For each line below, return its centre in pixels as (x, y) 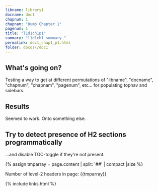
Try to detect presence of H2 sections (66, 134)
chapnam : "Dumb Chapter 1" (33, 24)
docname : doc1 (20, 15)
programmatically (34, 142)
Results (17, 106)
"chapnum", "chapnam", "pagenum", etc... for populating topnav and (76, 85)
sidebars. (15, 91)
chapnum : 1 (17, 19)
